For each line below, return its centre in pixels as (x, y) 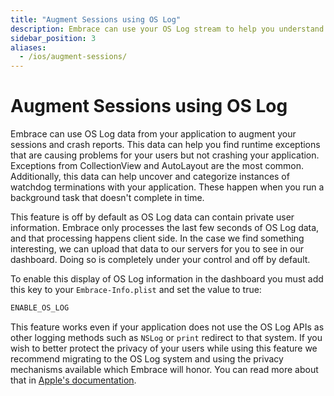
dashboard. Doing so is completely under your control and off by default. (160, 260)
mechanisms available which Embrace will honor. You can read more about (164, 369)
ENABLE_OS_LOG (40, 308)
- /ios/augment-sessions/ (73, 57)
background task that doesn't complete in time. (107, 198)
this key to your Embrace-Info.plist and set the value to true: (136, 290)
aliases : (28, 47)
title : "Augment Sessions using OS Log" (96, 19)
